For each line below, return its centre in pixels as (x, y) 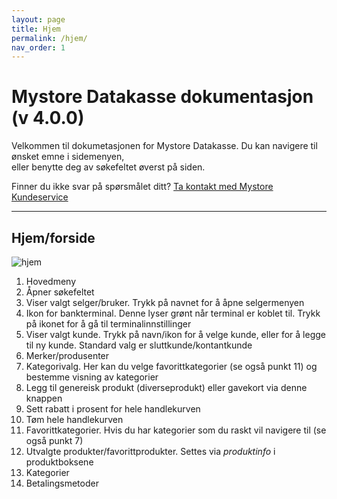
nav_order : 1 (38, 47)
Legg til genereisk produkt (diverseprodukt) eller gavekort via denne (166, 387)
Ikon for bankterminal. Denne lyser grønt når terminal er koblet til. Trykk (173, 313)
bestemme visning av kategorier (92, 377)
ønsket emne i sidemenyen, (68, 157)
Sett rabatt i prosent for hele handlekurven (113, 409)
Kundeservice (40, 197)
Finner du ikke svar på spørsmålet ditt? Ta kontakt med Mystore (142, 187)
